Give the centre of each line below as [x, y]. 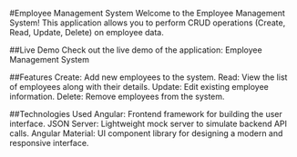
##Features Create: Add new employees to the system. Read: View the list [148, 77]
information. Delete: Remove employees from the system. [117, 96]
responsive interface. [49, 143]
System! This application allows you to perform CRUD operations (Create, [148, 23]
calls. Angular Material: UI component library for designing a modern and [146, 133]
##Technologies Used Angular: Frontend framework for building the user [146, 114]
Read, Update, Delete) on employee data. [87, 32]
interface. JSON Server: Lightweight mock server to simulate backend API [148, 123]
